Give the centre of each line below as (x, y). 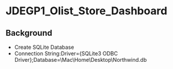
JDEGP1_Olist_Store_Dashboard (86, 11)
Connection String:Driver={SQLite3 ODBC (66, 54)
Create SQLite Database (44, 47)
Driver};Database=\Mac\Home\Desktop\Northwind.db (80, 60)
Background (29, 33)
